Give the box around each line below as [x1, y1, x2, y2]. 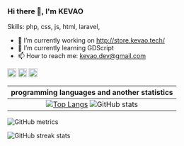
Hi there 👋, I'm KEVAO [7, 6, 84, 16]
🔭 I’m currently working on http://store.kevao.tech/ [17, 36, 165, 45]
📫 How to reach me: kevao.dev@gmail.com [17, 52, 146, 60]
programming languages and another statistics [11, 88, 173, 98]
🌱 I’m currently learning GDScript [17, 44, 115, 52]
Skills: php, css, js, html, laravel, [7, 23, 100, 31]
